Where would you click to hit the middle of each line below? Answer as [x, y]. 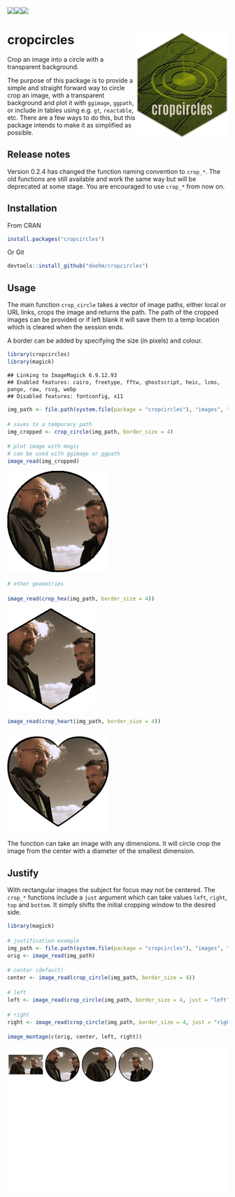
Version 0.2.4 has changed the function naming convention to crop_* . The [114, 171]
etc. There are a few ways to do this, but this [71, 117]
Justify [23, 873]
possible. [20, 132]
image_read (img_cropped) [43, 461]
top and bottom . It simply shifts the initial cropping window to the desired [112, 905]
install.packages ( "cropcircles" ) [56, 239]
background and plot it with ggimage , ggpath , [71, 102]
